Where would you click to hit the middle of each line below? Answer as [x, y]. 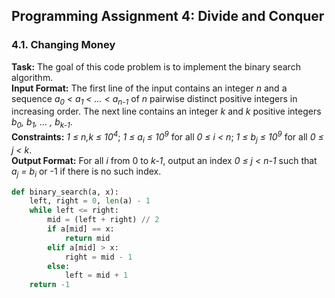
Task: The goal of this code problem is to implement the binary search [156, 66]
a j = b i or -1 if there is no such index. [86, 172]
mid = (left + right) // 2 [103, 220]
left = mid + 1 [96, 275]
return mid [87, 238]
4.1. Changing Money [63, 45]
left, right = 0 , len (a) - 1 [90, 201]
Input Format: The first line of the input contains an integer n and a [149, 88]
